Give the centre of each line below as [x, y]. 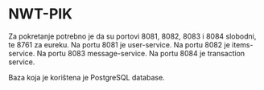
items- [243, 44]
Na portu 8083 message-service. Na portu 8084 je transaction [141, 53]
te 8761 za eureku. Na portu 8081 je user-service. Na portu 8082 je [120, 44]
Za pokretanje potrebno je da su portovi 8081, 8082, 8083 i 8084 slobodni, [132, 36]
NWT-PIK [40, 14]
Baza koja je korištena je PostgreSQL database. [87, 77]
